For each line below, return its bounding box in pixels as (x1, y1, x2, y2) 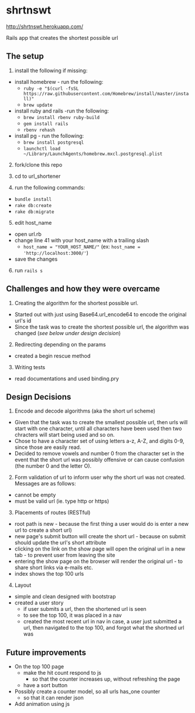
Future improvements (6, 647, 87, 657)
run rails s (14, 266, 43, 273)
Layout (14, 582, 32, 589)
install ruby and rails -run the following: (14, 107, 110, 114)
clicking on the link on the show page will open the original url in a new (14, 545, 186, 552)
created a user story (14, 599, 64, 606)
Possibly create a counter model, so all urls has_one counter (14, 688, 160, 695)
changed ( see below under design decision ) (14, 329, 121, 336)
